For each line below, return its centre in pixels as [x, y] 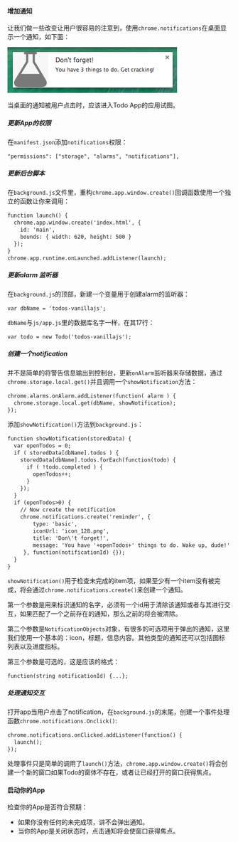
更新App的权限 [29, 123]
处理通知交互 [26, 693]
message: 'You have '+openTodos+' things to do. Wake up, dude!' [132, 545]
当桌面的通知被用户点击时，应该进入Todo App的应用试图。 [93, 105]
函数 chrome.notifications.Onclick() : [62, 721]
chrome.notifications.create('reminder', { [86, 517]
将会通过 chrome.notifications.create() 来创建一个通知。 [103, 590]
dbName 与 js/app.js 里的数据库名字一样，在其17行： [81, 323]
